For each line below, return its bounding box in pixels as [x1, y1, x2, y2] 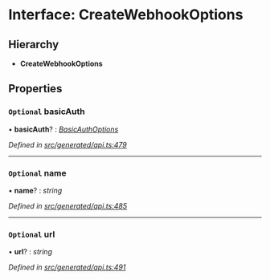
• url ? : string [8, 247, 52, 257]
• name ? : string [8, 185, 63, 195]
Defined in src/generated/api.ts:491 [8, 262, 126, 272]
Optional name [8, 167, 67, 178]
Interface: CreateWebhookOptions [8, 6, 243, 24]
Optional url [8, 229, 55, 240]
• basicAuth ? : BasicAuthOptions [8, 124, 119, 134]
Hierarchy [8, 38, 59, 51]
